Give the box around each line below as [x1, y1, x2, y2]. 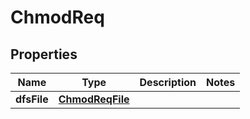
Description [139, 76, 197, 89]
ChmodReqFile [58, 92, 130, 106]
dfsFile [15, 92, 49, 106]
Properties [10, 46, 78, 63]
